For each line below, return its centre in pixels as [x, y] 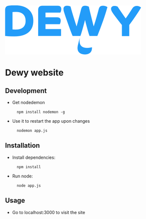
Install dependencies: [34, 157]
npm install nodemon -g [41, 112]
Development [26, 91]
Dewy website [34, 73]
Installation [22, 145]
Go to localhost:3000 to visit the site [49, 212]
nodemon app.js [32, 131]
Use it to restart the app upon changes [51, 121]
